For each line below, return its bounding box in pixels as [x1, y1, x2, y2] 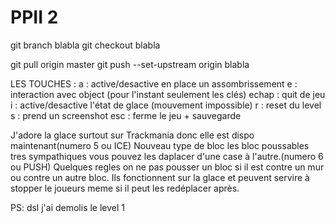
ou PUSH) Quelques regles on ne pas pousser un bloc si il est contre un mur [10, 161, 325, 173]
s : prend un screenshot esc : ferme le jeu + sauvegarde [10, 109, 242, 121]
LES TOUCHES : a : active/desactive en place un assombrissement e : [10, 77, 298, 90]
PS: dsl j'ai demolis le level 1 [10, 201, 126, 213]
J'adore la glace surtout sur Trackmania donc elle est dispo [10, 129, 255, 141]
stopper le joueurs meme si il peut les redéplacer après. [10, 182, 240, 194]
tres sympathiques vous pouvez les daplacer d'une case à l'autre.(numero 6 [10, 150, 324, 162]
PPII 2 [10, 6, 59, 29]
